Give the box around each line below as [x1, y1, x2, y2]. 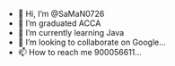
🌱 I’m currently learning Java [17, 28, 125, 37]
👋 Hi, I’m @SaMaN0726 [17, 9, 105, 19]
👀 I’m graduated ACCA [17, 18, 101, 29]
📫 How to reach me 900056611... [17, 47, 142, 57]
